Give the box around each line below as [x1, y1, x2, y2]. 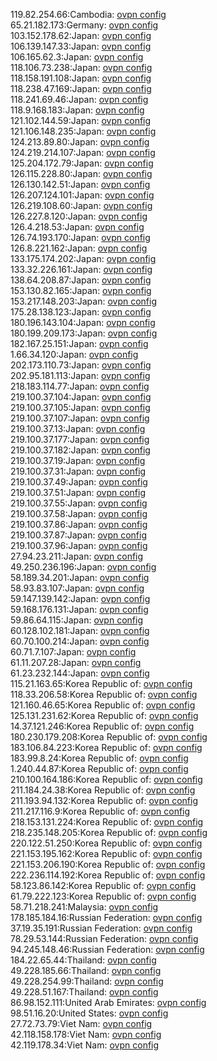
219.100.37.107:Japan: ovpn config [10, 412, 150, 424]
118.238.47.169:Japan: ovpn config [10, 83, 152, 94]
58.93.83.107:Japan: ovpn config [10, 582, 145, 594]
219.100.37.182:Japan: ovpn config [10, 444, 151, 456]
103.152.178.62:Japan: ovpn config [10, 30, 152, 41]
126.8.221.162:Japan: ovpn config [10, 242, 148, 254]
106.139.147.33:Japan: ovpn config [10, 40, 152, 52]
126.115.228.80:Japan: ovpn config [10, 168, 153, 179]
